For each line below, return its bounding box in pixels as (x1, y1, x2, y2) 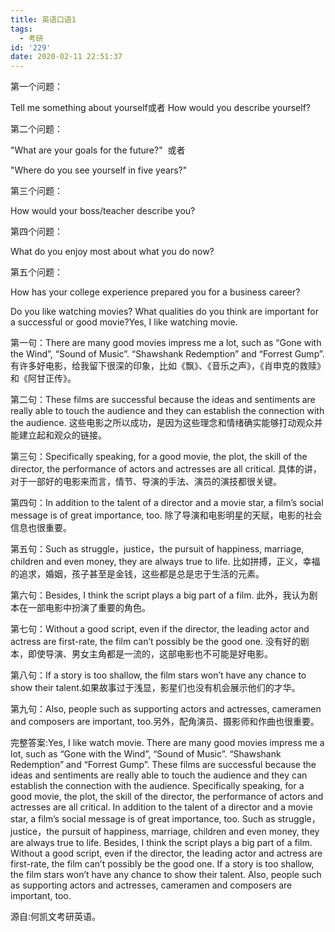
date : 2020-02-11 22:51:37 (10, 52, 123, 62)
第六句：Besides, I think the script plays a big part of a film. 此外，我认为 (10, 589, 310, 601)
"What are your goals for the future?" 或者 (10, 144, 186, 156)
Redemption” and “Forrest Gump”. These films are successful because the (10, 759, 317, 771)
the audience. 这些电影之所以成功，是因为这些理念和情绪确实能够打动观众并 (10, 417, 323, 429)
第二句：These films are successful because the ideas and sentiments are (10, 394, 316, 406)
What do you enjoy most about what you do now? (10, 246, 215, 258)
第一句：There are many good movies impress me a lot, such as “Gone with (10, 337, 322, 349)
